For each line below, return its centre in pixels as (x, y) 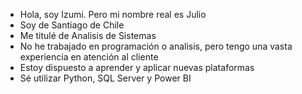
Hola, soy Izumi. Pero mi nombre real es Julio (113, 14)
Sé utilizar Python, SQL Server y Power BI (105, 78)
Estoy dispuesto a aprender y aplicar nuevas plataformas (137, 67)
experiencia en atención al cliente (89, 57)
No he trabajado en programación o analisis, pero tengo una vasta (156, 46)
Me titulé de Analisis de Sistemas (88, 35)
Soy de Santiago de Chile (72, 25)
